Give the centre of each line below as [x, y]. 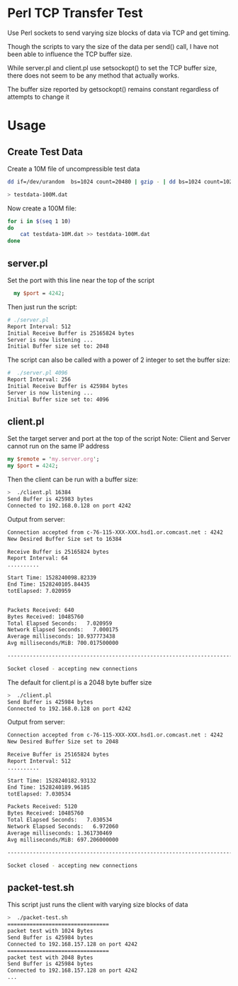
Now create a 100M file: [42, 208]
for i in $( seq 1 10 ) [39, 221]
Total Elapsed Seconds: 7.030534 [60, 820]
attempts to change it [38, 97]
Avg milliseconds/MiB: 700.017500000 [63, 643]
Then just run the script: [42, 306]
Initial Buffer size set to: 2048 [58, 346]
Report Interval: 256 [39, 380]
